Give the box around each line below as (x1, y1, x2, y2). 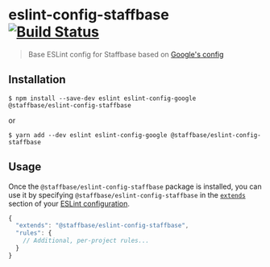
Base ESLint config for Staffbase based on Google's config (27, 49, 224, 59)
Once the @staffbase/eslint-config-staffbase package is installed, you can (8, 181, 262, 191)
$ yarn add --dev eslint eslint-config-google (8, 131, 168, 139)
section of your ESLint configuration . (8, 198, 131, 208)
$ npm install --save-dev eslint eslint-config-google (8, 94, 197, 102)
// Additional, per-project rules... (23, 236, 150, 245)
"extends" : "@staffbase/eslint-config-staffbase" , (15, 222, 189, 230)
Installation (8, 73, 66, 86)
